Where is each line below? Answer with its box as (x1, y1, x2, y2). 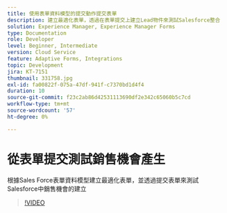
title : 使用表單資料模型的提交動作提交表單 (7, 10, 117, 17)
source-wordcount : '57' (7, 107, 76, 114)
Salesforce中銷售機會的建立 (7, 185, 87, 193)
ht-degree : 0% (7, 113, 49, 120)
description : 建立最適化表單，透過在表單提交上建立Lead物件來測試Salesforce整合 (7, 17, 221, 24)
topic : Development (7, 62, 64, 69)
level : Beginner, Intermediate (7, 42, 98, 49)
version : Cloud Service (7, 49, 76, 56)
